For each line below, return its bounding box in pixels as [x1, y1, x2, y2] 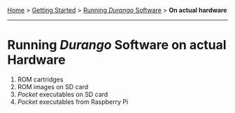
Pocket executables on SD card [17, 90, 108, 98]
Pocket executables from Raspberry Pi [17, 98, 129, 106]
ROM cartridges [17, 75, 64, 84]
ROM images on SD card [17, 82, 89, 91]
